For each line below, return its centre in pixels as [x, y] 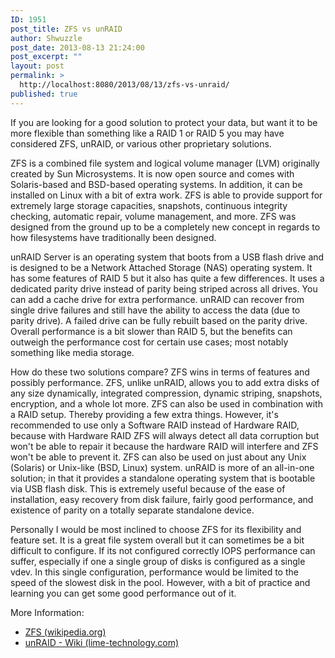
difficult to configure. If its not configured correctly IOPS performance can [163, 550]
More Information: [47, 612]
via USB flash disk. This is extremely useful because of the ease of [148, 488]
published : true [44, 94]
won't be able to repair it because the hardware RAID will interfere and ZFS [164, 446]
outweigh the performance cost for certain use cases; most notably [149, 342]
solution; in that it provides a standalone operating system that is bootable [163, 478]
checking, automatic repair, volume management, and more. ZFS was [153, 216]
